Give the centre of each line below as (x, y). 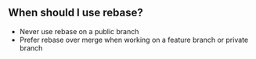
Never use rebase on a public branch (79, 31)
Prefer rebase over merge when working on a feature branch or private (134, 40)
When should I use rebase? (76, 13)
